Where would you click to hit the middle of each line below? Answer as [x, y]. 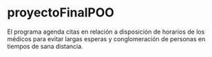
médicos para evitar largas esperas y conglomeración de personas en [106, 38]
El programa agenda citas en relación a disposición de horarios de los [106, 32]
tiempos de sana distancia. [45, 46]
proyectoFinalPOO [61, 13]
